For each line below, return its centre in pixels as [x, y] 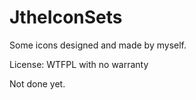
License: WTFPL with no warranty [79, 64]
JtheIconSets [66, 17]
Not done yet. [37, 83]
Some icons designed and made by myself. [98, 45]
